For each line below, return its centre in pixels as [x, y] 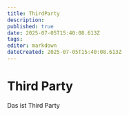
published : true [30, 26]
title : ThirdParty [33, 13]
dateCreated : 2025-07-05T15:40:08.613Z [64, 52]
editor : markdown [32, 46]
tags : [15, 39]
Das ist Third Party [33, 105]
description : [26, 20]
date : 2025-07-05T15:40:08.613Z [53, 33]
